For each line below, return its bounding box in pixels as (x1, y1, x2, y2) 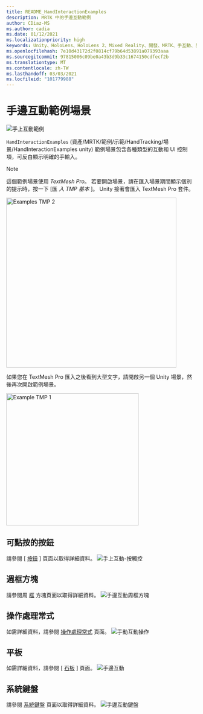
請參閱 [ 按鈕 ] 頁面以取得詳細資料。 (6, 555, 95, 562)
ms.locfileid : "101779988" (6, 76, 74, 82)
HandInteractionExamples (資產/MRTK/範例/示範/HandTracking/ (6, 138, 164, 146)
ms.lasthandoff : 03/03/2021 (6, 71, 77, 77)
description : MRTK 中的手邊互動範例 (6, 14, 91, 21)
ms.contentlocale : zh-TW (6, 65, 69, 71)
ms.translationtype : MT (6, 59, 66, 65)
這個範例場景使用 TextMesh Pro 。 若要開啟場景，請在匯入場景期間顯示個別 (6, 178, 192, 185)
